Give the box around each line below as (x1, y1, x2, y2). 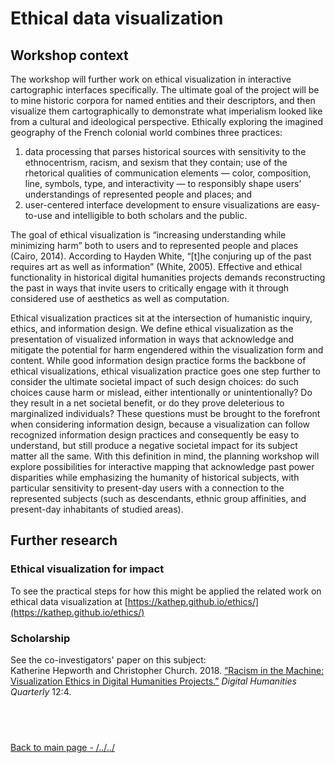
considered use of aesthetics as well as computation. (10, 293, 230, 304)
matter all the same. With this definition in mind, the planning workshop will (10, 450, 320, 462)
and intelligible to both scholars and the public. (54, 210, 248, 221)
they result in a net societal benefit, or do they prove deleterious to (10, 397, 285, 409)
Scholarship (10, 631, 71, 645)
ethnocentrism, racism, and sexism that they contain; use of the (24, 157, 288, 168)
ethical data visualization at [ (10, 595, 128, 607)
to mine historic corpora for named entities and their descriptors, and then (10, 95, 316, 106)
